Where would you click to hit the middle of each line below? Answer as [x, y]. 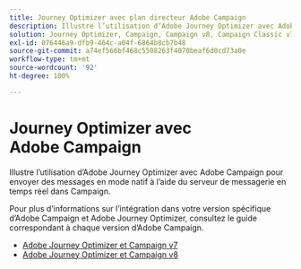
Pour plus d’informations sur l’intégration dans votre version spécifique [140, 208]
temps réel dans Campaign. [60, 191]
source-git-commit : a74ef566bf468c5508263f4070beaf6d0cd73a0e [128, 51]
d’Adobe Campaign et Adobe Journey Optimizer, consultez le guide [133, 218]
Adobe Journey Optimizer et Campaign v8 [100, 254]
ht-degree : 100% [39, 76]
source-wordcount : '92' [54, 68]
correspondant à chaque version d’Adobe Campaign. [107, 227]
